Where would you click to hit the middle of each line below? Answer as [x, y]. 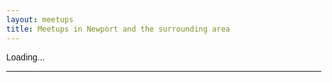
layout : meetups [40, 19]
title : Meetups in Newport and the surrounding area [118, 29]
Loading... [25, 57]
